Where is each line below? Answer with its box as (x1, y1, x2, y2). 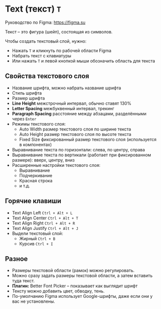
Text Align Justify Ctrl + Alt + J (12, 225, 79, 231)
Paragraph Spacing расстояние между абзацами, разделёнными (12, 111, 146, 116)
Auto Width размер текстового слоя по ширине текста (19, 126, 132, 132)
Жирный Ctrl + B (19, 235, 56, 241)
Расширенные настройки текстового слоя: (12, 162, 101, 168)
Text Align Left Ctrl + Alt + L (12, 210, 73, 215)
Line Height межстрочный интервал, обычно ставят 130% (12, 100, 132, 106)
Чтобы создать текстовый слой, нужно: (5, 38, 87, 44)
